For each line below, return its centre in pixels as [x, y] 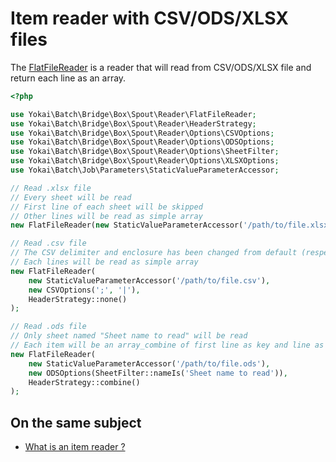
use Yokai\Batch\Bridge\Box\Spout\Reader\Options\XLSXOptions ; [145, 161]
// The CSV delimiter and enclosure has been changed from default [154, 253]
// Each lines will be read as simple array [104, 262]
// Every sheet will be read [71, 197]
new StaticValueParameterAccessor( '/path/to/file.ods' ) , [149, 363]
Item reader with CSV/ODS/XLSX [149, 18]
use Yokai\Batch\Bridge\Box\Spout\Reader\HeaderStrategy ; [133, 123]
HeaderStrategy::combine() [84, 382]
